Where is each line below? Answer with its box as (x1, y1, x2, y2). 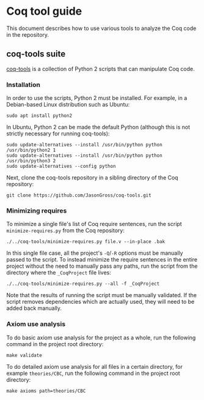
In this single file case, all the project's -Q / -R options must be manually (6, 249, 183, 257)
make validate (6, 352, 43, 358)
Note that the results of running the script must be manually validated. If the (6, 292, 197, 299)
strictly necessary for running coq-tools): (6, 130, 110, 137)
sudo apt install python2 (6, 113, 72, 119)
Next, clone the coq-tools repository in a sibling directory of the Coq (6, 174, 178, 181)
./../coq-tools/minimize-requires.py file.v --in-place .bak (6, 239, 166, 245)
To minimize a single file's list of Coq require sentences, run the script (6, 221, 182, 228)
